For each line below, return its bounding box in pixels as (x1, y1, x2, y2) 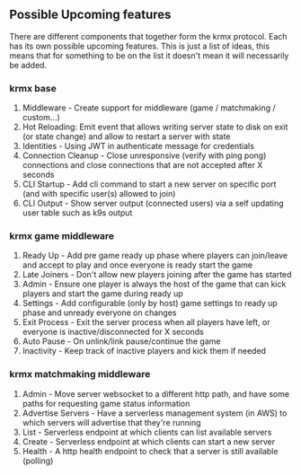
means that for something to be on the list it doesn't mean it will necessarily (9, 49, 289, 61)
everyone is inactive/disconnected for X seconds (22, 327, 204, 338)
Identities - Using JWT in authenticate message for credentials (22, 141, 254, 152)
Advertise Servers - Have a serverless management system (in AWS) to (22, 408, 288, 418)
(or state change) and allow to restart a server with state (22, 131, 231, 142)
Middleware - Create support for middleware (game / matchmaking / (22, 102, 276, 113)
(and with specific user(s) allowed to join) (22, 189, 176, 199)
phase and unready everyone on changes (22, 307, 177, 318)
